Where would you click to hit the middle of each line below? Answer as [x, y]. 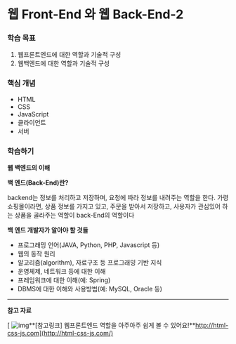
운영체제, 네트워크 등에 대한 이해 [61, 272]
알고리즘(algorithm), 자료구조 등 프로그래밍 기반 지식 [90, 263]
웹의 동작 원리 [36, 254]
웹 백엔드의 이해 [29, 168]
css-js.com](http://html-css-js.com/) [60, 333]
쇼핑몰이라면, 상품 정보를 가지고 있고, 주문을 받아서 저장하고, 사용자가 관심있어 [114, 206]
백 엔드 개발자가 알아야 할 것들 [48, 230]
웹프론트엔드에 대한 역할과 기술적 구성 [69, 55]
